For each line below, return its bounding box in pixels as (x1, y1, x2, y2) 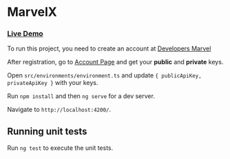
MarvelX (7, 4, 57, 20)
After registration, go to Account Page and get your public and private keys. (7, 58, 224, 66)
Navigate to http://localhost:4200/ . (7, 105, 112, 114)
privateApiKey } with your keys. (7, 79, 98, 87)
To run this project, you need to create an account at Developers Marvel (7, 44, 211, 53)
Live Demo (7, 29, 43, 39)
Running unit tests (7, 125, 87, 137)
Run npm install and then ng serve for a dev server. (7, 92, 155, 100)
